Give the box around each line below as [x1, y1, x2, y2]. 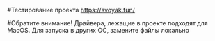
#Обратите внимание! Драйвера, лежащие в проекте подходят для [7, 19, 209, 27]
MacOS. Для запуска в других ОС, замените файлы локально [7, 27, 190, 34]
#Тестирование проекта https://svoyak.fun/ [7, 6, 136, 14]
